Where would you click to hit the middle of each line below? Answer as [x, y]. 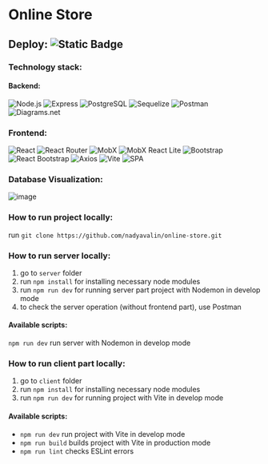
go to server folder [51, 272]
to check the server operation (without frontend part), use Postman [130, 307]
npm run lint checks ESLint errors [77, 451]
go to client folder [51, 381]
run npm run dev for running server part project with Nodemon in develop [140, 290]
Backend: [24, 86]
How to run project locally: [61, 217]
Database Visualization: [56, 179]
